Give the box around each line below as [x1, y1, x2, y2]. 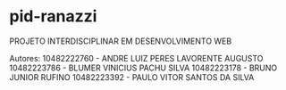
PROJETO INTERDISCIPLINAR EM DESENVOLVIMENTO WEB [9, 36, 232, 46]
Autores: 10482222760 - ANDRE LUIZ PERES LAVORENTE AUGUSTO [9, 53, 264, 63]
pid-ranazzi [9, 6, 97, 27]
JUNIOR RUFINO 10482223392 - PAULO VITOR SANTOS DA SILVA [9, 71, 255, 82]
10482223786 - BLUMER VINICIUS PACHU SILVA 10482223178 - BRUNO [9, 62, 278, 73]
